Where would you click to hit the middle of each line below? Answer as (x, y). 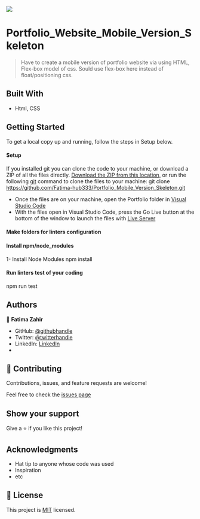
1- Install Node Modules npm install (49, 259)
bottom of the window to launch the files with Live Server (85, 218)
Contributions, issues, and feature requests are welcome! (77, 383)
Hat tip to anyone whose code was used (64, 464)
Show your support (43, 413)
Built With (25, 94)
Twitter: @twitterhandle (44, 337)
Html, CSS (27, 108)
